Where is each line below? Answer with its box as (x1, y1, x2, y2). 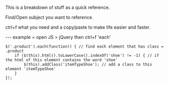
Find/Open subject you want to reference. (5, 14, 94, 20)
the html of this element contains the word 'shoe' (5, 57, 118, 62)
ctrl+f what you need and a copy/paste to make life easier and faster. (5, 24, 151, 30)
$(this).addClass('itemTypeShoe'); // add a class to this (24, 62, 153, 67)
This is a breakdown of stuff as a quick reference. (5, 5, 110, 10)
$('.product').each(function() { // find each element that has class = (5, 44, 164, 49)
